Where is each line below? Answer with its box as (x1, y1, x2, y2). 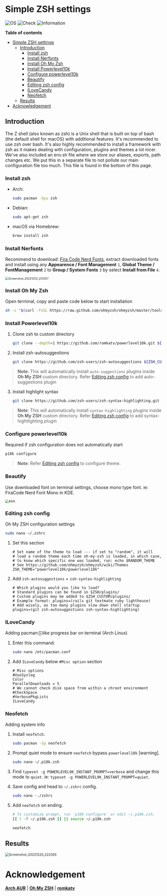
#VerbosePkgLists (12, 695, 49, 700)
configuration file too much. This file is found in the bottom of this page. (5, 162, 153, 168)
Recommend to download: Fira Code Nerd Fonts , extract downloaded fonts (5, 256, 159, 262)
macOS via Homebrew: (12, 223, 60, 229)
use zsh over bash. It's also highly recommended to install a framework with (5, 141, 161, 147)
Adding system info (5, 721, 45, 727)
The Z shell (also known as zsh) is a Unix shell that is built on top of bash (5, 131, 154, 137)
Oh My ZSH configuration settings (5, 521, 75, 527)
